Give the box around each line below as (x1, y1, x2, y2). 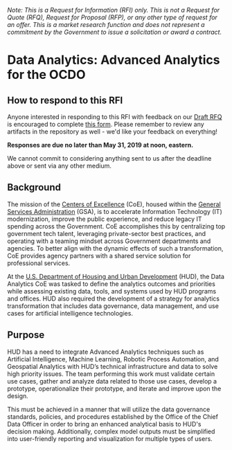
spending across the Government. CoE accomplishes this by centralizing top (7, 222, 226, 231)
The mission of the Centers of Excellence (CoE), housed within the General (7, 200, 221, 208)
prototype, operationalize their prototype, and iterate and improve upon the (7, 384, 222, 393)
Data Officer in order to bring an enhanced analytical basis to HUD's (7, 420, 202, 428)
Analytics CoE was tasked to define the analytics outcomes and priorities (7, 280, 216, 288)
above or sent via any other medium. (7, 162, 112, 170)
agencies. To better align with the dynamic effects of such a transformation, (7, 244, 224, 252)
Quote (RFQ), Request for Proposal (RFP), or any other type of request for (7, 13, 218, 21)
